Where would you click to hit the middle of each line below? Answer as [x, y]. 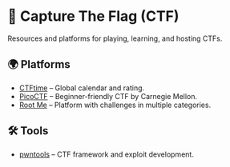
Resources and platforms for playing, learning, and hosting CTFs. [115, 38]
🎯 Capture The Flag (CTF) [93, 16]
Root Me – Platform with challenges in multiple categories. [115, 105]
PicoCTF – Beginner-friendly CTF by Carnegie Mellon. [108, 96]
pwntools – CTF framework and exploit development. [106, 154]
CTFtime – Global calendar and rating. [82, 88]
